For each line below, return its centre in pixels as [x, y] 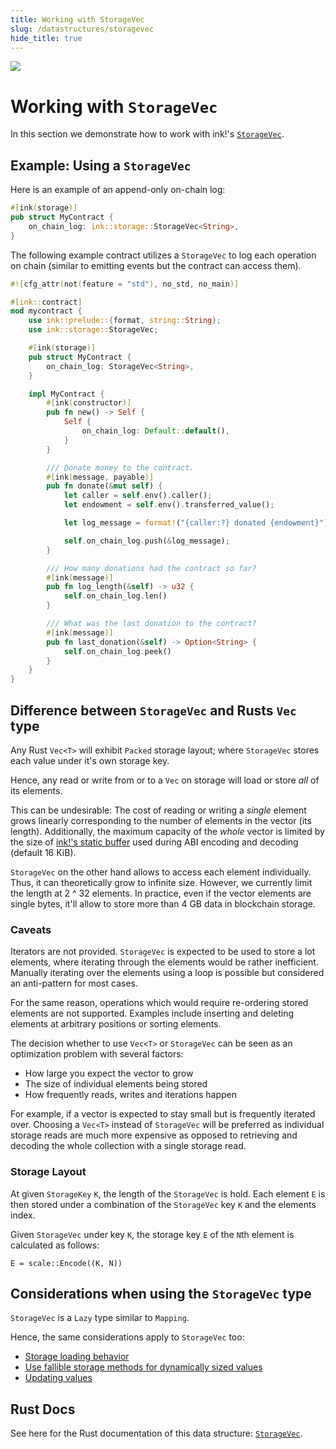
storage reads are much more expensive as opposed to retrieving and [154, 1135]
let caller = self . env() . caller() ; [138, 496]
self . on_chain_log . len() [115, 596]
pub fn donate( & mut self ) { [104, 486]
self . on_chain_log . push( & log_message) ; [146, 541]
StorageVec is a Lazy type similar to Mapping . [100, 1318]
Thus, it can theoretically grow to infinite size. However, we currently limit [161, 882]
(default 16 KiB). [43, 852]
